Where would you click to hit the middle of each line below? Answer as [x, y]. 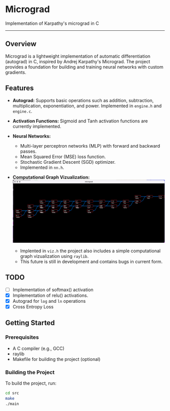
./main [12, 404]
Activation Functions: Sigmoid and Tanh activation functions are [80, 121]
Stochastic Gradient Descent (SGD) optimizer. [68, 162]
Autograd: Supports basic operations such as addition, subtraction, [83, 100]
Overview [21, 44]
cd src [12, 393]
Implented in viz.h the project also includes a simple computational [90, 251]
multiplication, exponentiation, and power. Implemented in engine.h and [87, 106]
